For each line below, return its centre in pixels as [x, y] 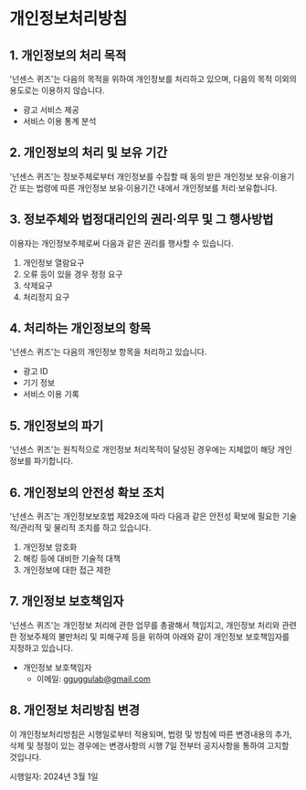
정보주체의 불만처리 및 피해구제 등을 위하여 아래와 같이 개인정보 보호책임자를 [154, 637]
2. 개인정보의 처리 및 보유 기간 [89, 153]
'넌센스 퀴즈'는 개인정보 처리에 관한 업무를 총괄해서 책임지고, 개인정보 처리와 [145, 625]
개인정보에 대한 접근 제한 [67, 570]
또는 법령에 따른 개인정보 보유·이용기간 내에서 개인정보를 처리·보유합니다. [148, 187]
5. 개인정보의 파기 [57, 426]
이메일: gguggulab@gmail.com [93, 679]
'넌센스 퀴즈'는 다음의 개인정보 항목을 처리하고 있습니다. [108, 352]
